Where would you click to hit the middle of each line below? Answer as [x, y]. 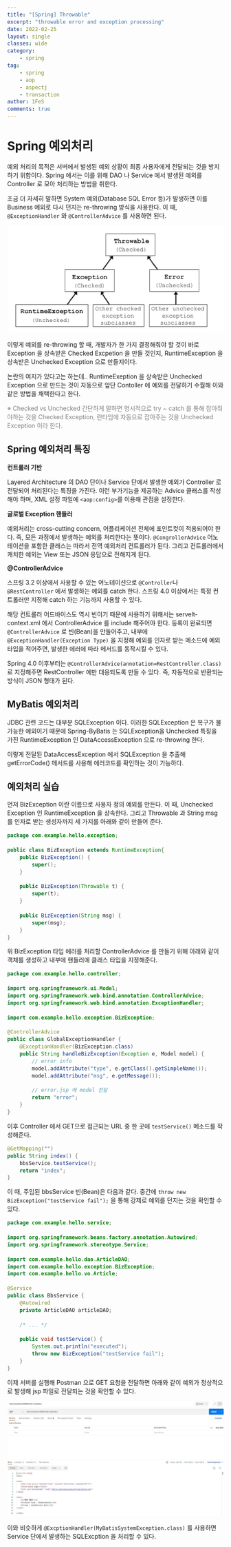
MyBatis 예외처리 [43, 704]
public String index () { [43, 1156]
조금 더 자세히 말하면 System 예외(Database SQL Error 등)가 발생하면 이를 [108, 198]
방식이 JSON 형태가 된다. [41, 680]
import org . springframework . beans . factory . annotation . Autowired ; [102, 1237]
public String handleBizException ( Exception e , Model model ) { [112, 1054]
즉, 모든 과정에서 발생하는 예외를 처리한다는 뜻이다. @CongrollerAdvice [111, 537]
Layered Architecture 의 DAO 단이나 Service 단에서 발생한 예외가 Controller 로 [114, 482]
